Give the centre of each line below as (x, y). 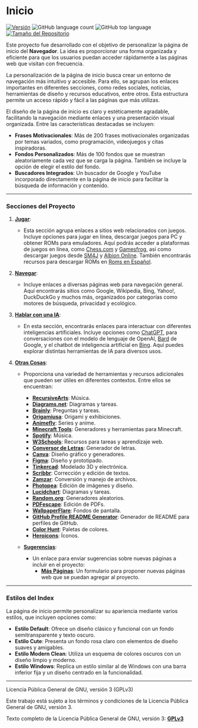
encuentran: (38, 386)
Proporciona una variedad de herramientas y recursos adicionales (103, 374)
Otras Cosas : (31, 363)
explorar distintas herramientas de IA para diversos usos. (93, 351)
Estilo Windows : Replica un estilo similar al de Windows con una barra (100, 666)
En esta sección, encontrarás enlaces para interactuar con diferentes (107, 326)
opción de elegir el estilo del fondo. (57, 167)
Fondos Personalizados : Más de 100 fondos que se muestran (90, 154)
